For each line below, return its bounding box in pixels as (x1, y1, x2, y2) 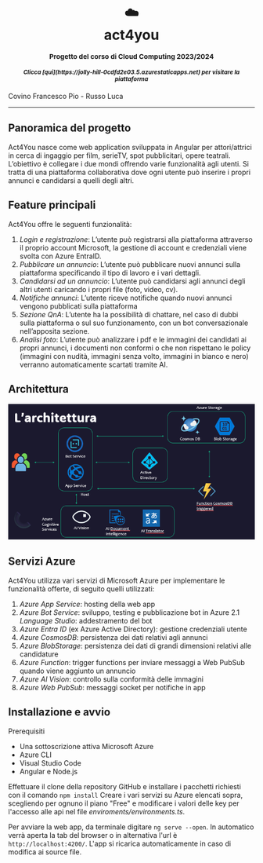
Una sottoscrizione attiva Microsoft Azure (19, 741, 154, 751)
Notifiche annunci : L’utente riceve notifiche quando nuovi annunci (19, 293, 232, 302)
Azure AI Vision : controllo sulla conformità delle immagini (19, 674, 204, 684)
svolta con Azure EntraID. (19, 251, 102, 261)
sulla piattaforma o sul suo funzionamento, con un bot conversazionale (19, 318, 249, 327)
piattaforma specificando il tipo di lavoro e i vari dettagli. (19, 268, 201, 277)
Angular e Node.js (19, 766, 78, 776)
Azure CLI (19, 750, 52, 759)
